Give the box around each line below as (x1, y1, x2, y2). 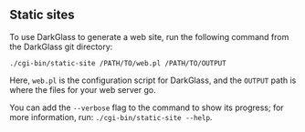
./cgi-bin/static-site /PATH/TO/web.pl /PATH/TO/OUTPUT (9, 58, 226, 67)
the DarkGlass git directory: (9, 41, 113, 52)
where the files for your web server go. (9, 84, 157, 95)
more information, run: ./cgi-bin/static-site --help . (9, 111, 213, 122)
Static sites (9, 7, 75, 23)
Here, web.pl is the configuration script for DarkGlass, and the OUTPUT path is (9, 75, 297, 86)
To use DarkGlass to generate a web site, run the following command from (9, 31, 289, 42)
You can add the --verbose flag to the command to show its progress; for (9, 102, 285, 113)
